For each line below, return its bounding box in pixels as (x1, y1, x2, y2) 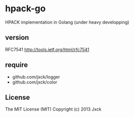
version (5, 33, 29, 42)
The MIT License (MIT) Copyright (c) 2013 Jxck (5, 106, 102, 112)
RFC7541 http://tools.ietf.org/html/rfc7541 (5, 46, 89, 52)
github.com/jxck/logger (12, 74, 60, 80)
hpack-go (5, 3, 46, 14)
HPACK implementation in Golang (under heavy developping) (5, 19, 130, 25)
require (5, 61, 28, 69)
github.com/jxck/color (12, 79, 58, 85)
